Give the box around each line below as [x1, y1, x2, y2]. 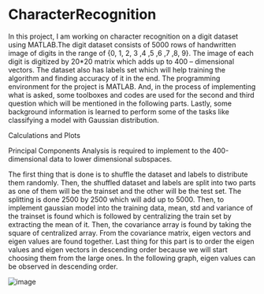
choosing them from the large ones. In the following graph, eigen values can [8, 253, 256, 262]
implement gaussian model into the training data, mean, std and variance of [8, 203, 254, 212]
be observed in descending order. [8, 262, 118, 271]
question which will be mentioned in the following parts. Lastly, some [8, 99, 232, 108]
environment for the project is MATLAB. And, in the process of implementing [8, 81, 256, 91]
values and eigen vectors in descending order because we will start [8, 244, 228, 254]
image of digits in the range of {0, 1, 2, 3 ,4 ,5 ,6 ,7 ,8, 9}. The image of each [8, 48, 255, 58]
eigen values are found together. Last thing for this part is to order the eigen [8, 236, 255, 246]
